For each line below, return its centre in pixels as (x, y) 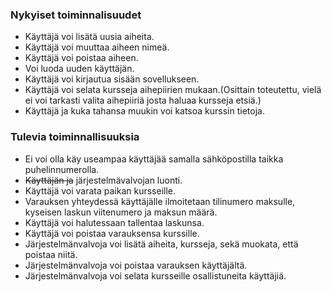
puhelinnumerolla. (62, 169)
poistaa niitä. (51, 254)
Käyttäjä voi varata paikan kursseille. (100, 190)
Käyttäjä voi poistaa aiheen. (81, 58)
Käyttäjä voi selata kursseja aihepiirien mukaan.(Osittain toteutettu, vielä (173, 90)
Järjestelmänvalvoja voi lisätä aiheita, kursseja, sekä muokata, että (161, 244)
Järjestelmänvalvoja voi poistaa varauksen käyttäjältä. (136, 265)
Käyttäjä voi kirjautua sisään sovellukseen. (112, 79)
